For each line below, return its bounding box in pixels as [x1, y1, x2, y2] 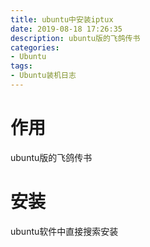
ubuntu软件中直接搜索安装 [10, 225, 119, 237]
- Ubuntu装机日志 [10, 71, 77, 81]
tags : [10, 61, 33, 71]
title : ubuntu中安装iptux [10, 14, 114, 25]
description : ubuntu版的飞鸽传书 [10, 33, 141, 43]
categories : [10, 42, 60, 53]
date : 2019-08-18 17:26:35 [10, 24, 123, 34]
